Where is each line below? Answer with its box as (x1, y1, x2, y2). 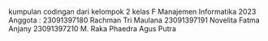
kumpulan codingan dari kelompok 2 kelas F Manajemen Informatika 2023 (8, 7, 257, 16)
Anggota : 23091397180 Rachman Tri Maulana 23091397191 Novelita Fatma (8, 15, 260, 25)
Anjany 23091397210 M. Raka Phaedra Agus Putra (8, 24, 176, 33)
